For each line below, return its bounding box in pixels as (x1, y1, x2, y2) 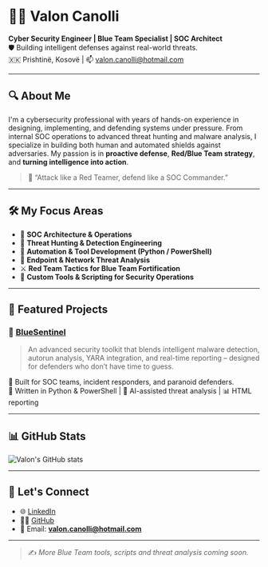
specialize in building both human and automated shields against (8, 140, 221, 150)
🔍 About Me (8, 90, 71, 103)
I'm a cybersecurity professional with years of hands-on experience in (8, 114, 239, 124)
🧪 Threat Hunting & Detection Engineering (19, 238, 162, 247)
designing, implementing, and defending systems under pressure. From (8, 123, 243, 133)
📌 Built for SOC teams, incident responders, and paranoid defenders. (8, 377, 235, 387)
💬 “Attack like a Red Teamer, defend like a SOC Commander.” (27, 172, 229, 182)
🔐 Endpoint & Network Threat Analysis (19, 255, 150, 265)
